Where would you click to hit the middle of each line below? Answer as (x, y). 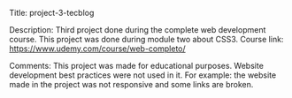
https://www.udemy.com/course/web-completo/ (97, 49)
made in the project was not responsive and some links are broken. (131, 84)
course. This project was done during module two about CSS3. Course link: (146, 39)
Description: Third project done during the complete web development (138, 30)
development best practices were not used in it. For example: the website (143, 75)
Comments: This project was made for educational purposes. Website (136, 66)
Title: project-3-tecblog (52, 13)
